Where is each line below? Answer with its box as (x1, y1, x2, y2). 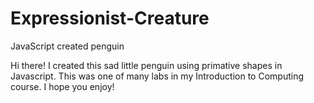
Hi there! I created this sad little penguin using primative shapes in (10, 59, 283, 71)
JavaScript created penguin (10, 40, 125, 52)
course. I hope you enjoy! (10, 80, 115, 92)
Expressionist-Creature (10, 7, 210, 30)
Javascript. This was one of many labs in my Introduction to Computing (10, 70, 304, 82)
